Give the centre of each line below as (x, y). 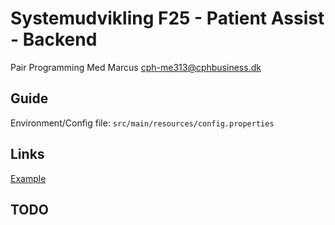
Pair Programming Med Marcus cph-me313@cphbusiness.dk (136, 67)
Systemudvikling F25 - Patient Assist (167, 18)
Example (28, 178)
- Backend (54, 39)
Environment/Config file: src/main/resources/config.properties (142, 123)
